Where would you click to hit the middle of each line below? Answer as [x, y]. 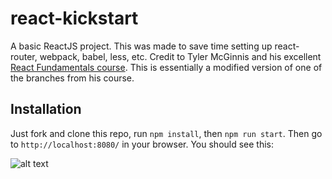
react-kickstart [74, 18]
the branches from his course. [72, 78]
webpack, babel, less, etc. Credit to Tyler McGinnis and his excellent [180, 56]
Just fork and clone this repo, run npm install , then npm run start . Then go [166, 133]
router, [24, 56]
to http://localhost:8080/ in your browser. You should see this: [142, 144]
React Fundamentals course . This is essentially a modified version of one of [166, 67]
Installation [46, 109]
